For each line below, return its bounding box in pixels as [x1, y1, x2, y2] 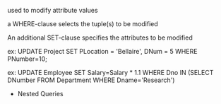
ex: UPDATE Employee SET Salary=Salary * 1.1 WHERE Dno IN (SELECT [7, 69, 214, 76]
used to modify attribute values [7, 6, 98, 14]
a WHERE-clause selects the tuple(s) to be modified [7, 20, 159, 28]
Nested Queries [17, 90, 64, 98]
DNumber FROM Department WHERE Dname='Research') [7, 76, 175, 84]
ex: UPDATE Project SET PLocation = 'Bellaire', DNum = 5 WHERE [7, 47, 198, 55]
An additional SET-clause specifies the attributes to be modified [7, 33, 193, 42]
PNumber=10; [7, 54, 48, 63]
